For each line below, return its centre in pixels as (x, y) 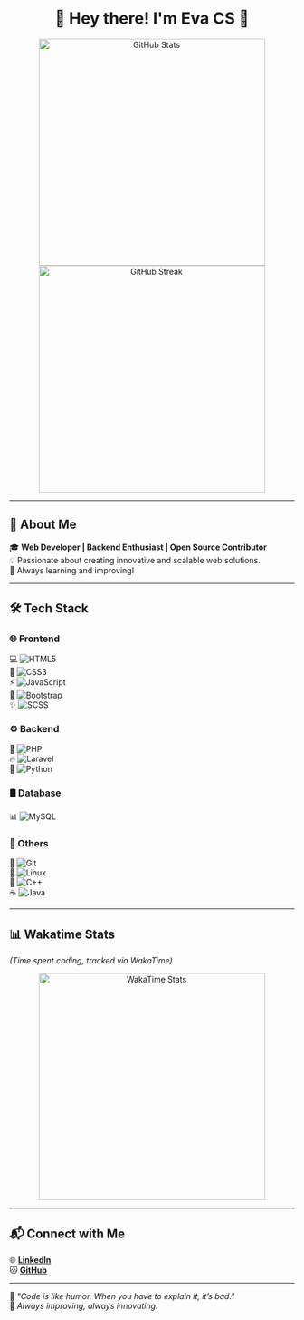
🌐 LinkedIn (30, 1259)
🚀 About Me (43, 525)
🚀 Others (29, 843)
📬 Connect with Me (67, 1233)
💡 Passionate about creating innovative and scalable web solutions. (135, 560)
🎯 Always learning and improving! (72, 570)
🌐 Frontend (35, 639)
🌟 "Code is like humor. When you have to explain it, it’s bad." (122, 1296)
